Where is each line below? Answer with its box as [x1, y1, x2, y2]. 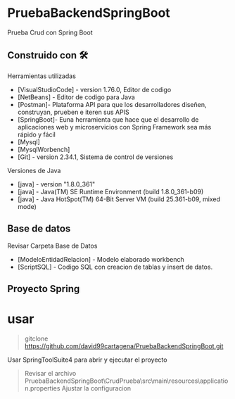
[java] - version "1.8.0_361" [17, 179, 96, 188]
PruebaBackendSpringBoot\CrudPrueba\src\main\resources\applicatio [24, 376, 229, 385]
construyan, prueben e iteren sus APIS [17, 108, 129, 116]
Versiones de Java [7, 166, 61, 175]
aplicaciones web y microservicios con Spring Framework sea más [17, 122, 212, 131]
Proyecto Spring [7, 283, 80, 295]
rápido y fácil [17, 130, 56, 139]
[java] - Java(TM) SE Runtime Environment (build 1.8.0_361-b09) [17, 187, 204, 196]
